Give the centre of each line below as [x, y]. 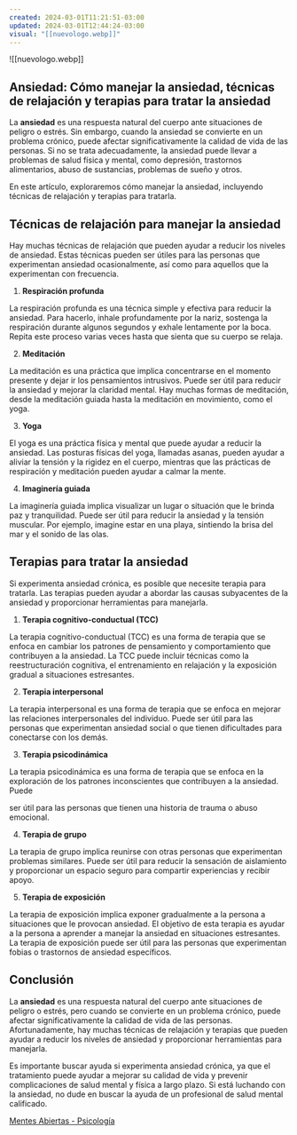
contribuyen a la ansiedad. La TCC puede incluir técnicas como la [129, 655]
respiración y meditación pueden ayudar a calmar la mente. [117, 471]
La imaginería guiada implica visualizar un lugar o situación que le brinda [142, 506]
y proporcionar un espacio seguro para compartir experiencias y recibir [140, 870]
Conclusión [42, 980]
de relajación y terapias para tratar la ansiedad [140, 101]
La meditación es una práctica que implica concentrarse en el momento [140, 371]
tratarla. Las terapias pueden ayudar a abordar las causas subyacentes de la [148, 592]
